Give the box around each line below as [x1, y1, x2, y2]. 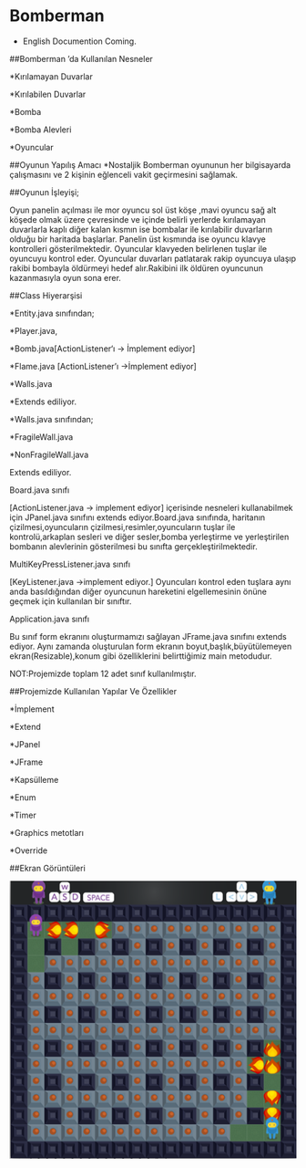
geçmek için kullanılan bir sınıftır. [9, 595, 132, 607]
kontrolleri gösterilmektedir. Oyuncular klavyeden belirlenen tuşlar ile [9, 243, 267, 254]
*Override [9, 845, 48, 856]
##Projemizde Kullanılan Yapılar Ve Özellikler [9, 685, 178, 696]
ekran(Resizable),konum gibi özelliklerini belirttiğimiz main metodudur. [9, 650, 272, 662]
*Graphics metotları [9, 827, 85, 838]
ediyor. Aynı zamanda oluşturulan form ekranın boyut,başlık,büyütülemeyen [9, 641, 292, 652]
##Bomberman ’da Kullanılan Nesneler [9, 53, 153, 64]
